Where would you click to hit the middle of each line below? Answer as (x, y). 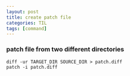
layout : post (23, 12)
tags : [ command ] (26, 28)
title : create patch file (39, 17)
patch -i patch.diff (32, 67)
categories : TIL (26, 23)
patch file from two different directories (65, 50)
